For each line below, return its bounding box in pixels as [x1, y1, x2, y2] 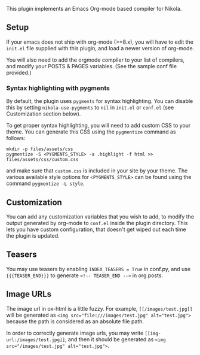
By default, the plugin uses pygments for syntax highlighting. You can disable [6, 98, 193, 105]
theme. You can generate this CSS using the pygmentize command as [6, 128, 176, 135]
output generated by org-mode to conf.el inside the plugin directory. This [6, 219, 188, 226]
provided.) [6, 69, 32, 76]
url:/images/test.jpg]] [6, 336, 66, 343]
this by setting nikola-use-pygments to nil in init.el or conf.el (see [6, 104, 174, 111]
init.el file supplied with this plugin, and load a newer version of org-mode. [6, 44, 195, 51]
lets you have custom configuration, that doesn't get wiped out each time [6, 226, 186, 233]
